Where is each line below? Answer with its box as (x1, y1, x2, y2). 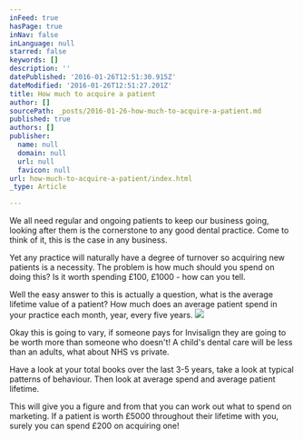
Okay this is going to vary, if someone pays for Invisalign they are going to (9, 327, 287, 338)
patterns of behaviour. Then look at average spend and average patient (9, 374, 276, 385)
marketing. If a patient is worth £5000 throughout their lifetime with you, (9, 411, 279, 422)
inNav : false (9, 30, 59, 39)
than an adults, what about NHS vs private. (9, 346, 170, 357)
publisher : (9, 132, 51, 141)
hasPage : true (9, 22, 64, 31)
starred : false (9, 47, 67, 56)
